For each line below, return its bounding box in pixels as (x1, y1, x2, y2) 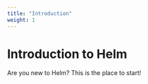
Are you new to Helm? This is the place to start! (7, 69, 142, 77)
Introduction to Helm (7, 46, 127, 62)
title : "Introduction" (7, 10, 72, 17)
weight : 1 (7, 17, 36, 23)
